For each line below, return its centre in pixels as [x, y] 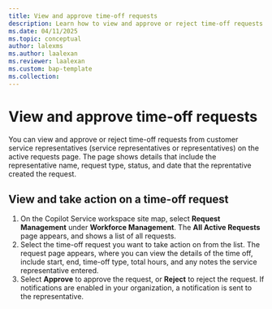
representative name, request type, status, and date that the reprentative [130, 165]
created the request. [43, 174]
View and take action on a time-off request [119, 199]
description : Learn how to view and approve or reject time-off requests [136, 24]
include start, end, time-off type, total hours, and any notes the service [138, 262]
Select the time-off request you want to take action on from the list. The [140, 245]
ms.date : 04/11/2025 [43, 31]
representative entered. [59, 271]
